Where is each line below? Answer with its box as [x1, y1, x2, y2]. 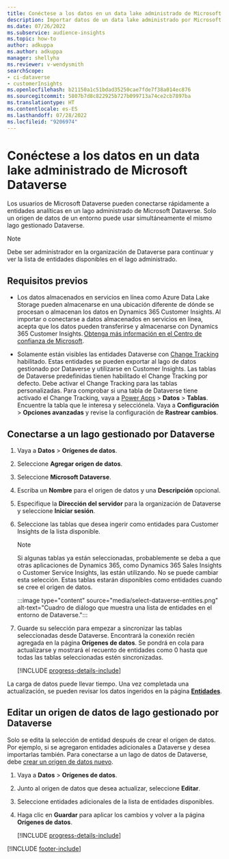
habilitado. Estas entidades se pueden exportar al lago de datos [16, 358, 197, 366]
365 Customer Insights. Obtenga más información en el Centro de [16, 329, 202, 338]
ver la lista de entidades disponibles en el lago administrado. [7, 255, 178, 264]
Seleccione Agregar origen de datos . [16, 460, 123, 468]
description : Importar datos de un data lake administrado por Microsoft [7, 16, 222, 23]
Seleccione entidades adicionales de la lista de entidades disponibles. [16, 797, 214, 806]
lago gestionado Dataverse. [7, 221, 85, 229]
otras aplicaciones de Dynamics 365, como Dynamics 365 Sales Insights [16, 561, 222, 569]
